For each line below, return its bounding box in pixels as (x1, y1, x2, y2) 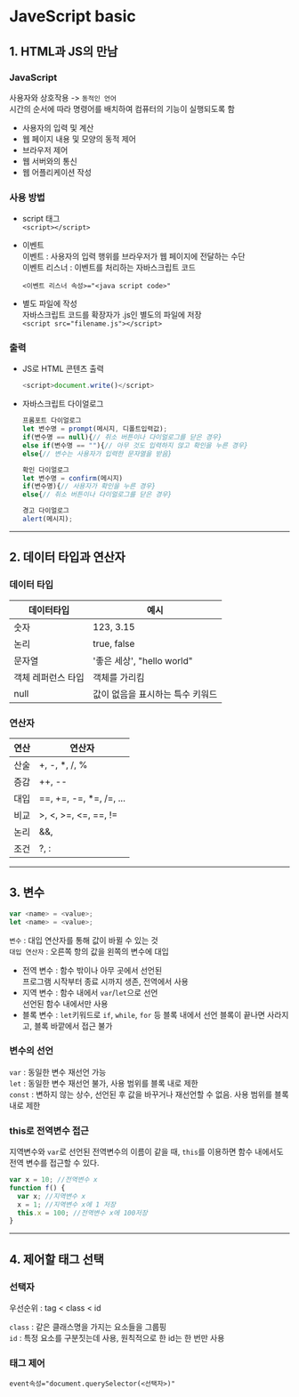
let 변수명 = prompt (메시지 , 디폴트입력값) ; (21, 424, 168, 433)
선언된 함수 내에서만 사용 (21, 998, 109, 1009)
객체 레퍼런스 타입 (13, 671, 85, 683)
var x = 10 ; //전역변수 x (9, 1175, 98, 1184)
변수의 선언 (9, 1045, 54, 1057)
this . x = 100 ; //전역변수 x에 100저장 (17, 1208, 149, 1217)
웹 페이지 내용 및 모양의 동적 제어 (21, 133, 136, 144)
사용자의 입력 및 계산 (21, 122, 94, 133)
